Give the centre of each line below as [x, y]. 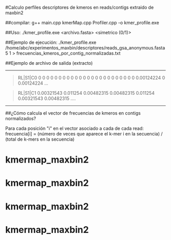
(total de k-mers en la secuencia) [40, 139]
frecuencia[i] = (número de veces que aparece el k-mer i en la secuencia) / [84, 134]
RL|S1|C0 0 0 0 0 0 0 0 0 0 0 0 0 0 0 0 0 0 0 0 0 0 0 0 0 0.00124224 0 [91, 78]
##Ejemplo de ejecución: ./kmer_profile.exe [51, 42]
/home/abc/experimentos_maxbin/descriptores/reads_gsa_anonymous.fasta [85, 48]
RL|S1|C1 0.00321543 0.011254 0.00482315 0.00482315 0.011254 [86, 93]
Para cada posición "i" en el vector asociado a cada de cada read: [75, 128]
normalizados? [21, 118]
